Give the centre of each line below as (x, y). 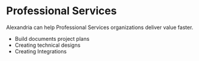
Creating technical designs (48, 45)
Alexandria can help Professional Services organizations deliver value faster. (100, 27)
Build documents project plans (52, 38)
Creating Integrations (41, 51)
